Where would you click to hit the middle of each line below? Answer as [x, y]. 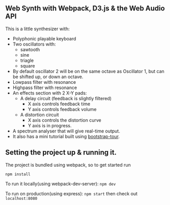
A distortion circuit [40, 115]
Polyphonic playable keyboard [44, 38]
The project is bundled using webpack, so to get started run [68, 165]
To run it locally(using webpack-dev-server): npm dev [61, 184]
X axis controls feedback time [59, 104]
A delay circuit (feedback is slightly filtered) [66, 98]
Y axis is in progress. [50, 125]
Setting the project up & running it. [61, 153]
